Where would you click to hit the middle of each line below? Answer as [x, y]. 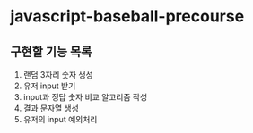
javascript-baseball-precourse [127, 17]
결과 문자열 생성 [51, 108]
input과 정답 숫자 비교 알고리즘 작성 [85, 97]
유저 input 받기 [49, 86]
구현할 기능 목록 [51, 51]
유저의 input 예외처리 [60, 119]
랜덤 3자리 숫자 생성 [58, 75]
